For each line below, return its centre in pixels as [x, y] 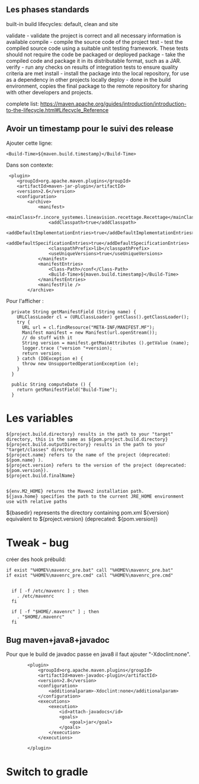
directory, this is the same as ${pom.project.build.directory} [87, 439]
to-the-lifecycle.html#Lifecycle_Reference [57, 110]
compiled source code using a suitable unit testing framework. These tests [97, 48]
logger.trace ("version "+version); [67, 348]
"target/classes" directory [41, 450]
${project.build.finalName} [41, 476]
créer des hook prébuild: [36, 559]
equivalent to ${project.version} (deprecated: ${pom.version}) [82, 519]
